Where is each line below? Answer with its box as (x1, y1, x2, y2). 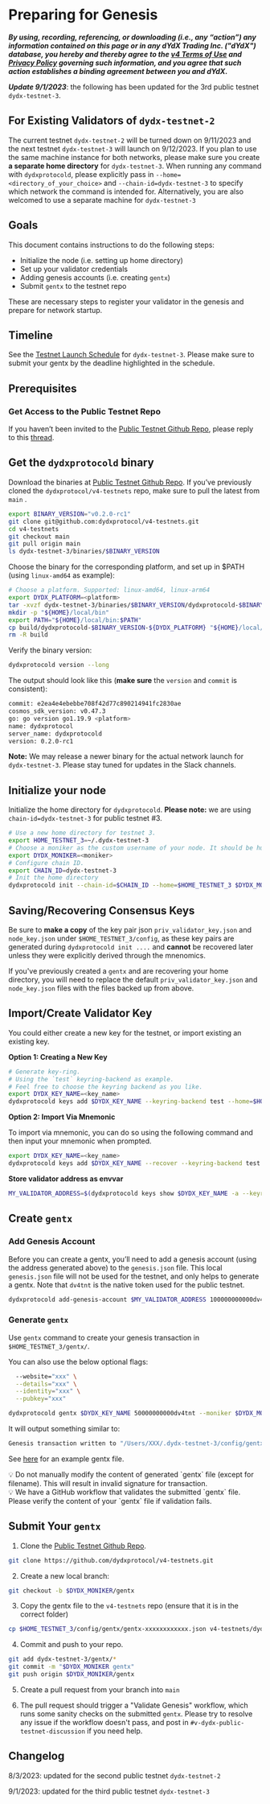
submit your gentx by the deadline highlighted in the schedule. (8, 358, 215, 368)
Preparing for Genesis (8, 6, 158, 24)
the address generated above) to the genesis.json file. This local (8, 1262, 223, 1272)
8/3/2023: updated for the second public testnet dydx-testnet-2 (8, 1770, 221, 1780)
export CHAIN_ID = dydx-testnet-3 (8, 867, 117, 875)
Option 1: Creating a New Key (8, 1052, 108, 1061)
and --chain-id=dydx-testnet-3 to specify (104, 178, 243, 187)
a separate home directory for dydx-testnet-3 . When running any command (8, 161, 262, 171)
